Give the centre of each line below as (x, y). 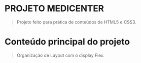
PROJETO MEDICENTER (54, 9)
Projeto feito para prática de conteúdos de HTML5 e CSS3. (76, 22)
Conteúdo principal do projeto (67, 42)
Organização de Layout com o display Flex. (60, 55)
